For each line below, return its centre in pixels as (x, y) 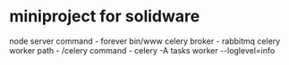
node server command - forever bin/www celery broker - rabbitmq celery (145, 41)
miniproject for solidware (105, 16)
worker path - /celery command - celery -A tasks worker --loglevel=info (142, 50)
